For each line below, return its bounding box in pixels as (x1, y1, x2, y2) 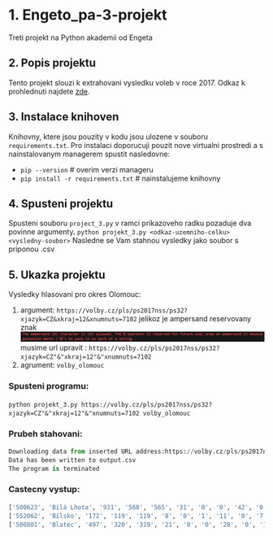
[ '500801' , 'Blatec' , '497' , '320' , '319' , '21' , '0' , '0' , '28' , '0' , (8, 521, 256, 529)
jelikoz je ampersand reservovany (138, 314, 252, 324)
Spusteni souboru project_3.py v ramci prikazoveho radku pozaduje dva (8, 218, 252, 229)
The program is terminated (8, 464, 100, 473)
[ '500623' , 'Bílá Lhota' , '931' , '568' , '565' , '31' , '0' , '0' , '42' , (8, 503, 253, 512)
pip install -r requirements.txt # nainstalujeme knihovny (19, 173, 221, 183)
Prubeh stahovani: (8, 428, 83, 439)
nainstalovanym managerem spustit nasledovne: (8, 149, 171, 159)
